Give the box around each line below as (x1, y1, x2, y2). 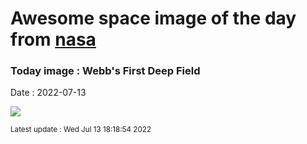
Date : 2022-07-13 (10, 87, 87, 99)
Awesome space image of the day (10, 7, 297, 30)
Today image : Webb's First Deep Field (10, 64, 201, 78)
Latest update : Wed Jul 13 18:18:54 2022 (10, 125, 152, 135)
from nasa (10, 28, 97, 51)
